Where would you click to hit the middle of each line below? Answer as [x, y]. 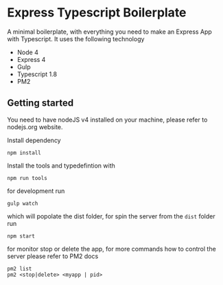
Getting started [40, 103]
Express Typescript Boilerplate [97, 13]
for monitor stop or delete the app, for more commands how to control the [111, 249]
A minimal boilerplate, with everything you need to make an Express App [110, 32]
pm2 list [20, 269]
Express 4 [31, 59]
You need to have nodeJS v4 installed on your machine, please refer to [107, 119]
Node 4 [28, 52]
